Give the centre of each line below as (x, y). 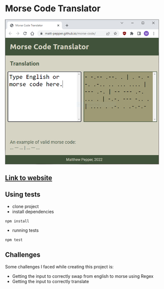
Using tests (23, 195)
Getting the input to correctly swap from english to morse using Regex (83, 276)
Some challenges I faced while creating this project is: (59, 266)
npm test (14, 240)
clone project (25, 206)
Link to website (29, 178)
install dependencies (33, 212)
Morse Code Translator (53, 9)
